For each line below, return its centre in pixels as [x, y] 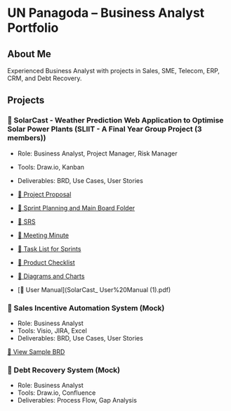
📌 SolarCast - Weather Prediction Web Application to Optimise [115, 120]
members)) [27, 138]
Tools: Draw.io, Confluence [57, 393]
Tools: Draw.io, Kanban [51, 167]
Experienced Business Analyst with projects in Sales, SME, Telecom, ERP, [113, 71]
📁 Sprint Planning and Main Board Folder [76, 208]
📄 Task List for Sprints [49, 248]
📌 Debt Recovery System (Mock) [64, 369]
